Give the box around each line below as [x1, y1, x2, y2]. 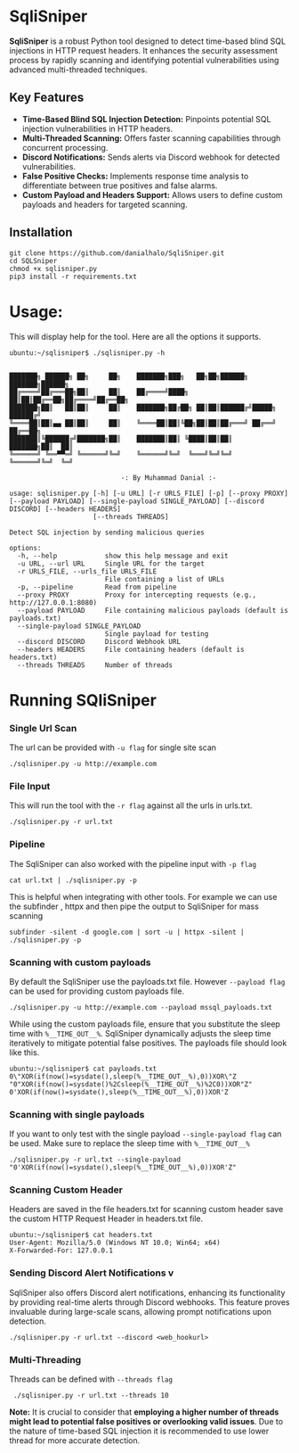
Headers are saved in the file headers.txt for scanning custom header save [9, 1204, 284, 1215]
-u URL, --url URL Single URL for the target [17, 559, 205, 568]
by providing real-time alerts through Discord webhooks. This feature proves [9, 1296, 290, 1308]
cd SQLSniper [9, 256, 58, 265]
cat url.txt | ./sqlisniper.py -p [9, 876, 138, 885]
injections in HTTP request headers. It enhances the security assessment [9, 45, 278, 55]
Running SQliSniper [9, 689, 158, 710]
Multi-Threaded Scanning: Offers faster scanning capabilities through [21, 132, 281, 144]
